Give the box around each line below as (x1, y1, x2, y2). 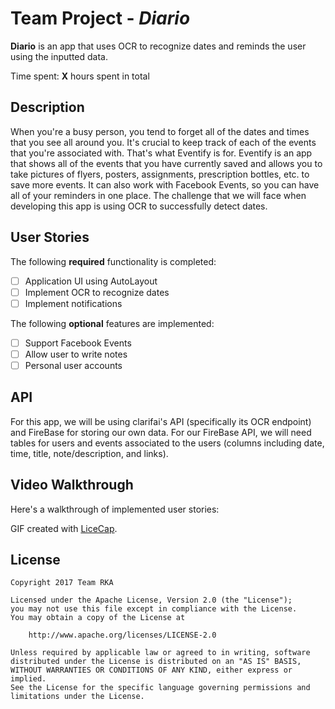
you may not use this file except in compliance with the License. (10, 604, 298, 614)
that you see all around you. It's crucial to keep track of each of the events (10, 136, 317, 148)
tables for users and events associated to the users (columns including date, (10, 437, 325, 449)
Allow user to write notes (24, 348, 128, 360)
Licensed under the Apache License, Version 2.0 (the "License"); (10, 595, 293, 606)
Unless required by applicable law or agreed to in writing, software (10, 648, 311, 658)
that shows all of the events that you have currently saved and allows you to (10, 157, 323, 169)
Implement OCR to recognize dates (24, 286, 170, 298)
